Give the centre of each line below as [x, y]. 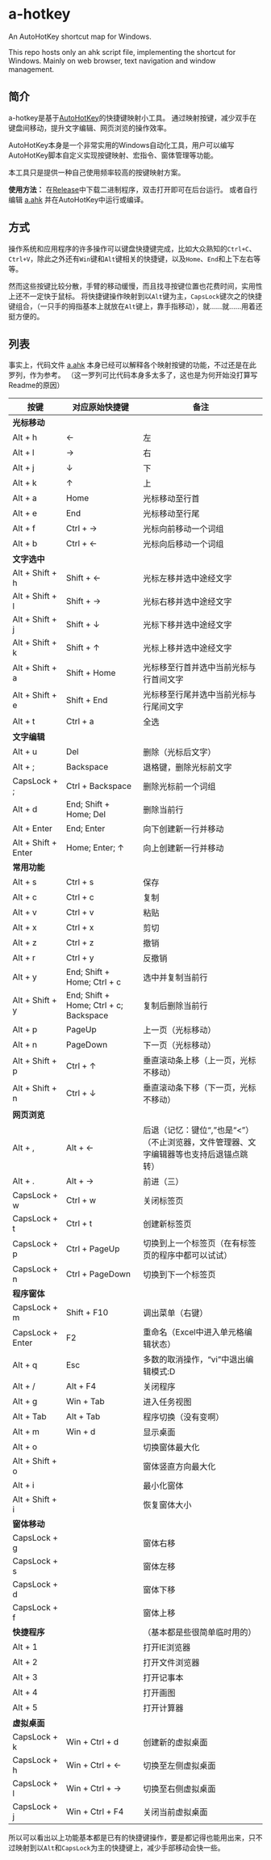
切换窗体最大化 [171, 1448]
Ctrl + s [80, 882]
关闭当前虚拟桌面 [175, 1812]
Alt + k [25, 483]
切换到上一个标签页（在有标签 [200, 1243]
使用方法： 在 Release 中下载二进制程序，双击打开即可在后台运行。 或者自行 [133, 189]
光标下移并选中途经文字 [188, 625]
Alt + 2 [25, 1662]
